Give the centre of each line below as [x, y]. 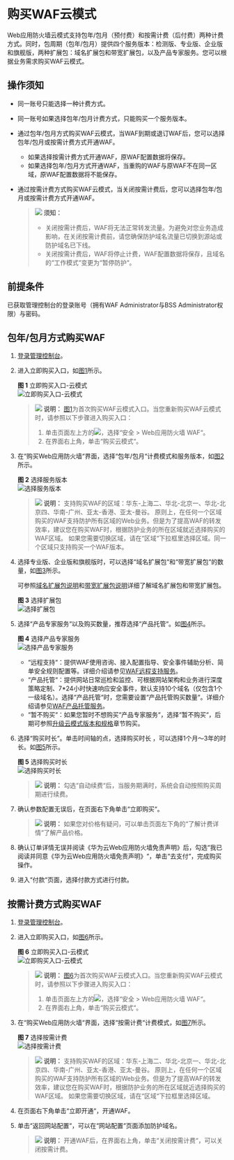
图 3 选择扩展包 [39, 600]
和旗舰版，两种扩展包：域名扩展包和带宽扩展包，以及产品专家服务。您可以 [114, 52]
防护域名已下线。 [70, 245]
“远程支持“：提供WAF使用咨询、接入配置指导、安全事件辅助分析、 [123, 662]
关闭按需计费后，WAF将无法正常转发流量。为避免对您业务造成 [134, 227]
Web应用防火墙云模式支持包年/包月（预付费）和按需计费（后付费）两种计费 [116, 35]
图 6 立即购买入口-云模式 [53, 952]
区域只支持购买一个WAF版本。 [84, 547]
